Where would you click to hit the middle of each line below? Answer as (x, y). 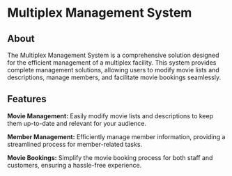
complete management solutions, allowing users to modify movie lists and (113, 70)
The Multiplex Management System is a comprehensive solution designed (113, 55)
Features (27, 99)
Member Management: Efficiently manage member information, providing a (116, 136)
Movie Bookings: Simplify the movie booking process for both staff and (110, 157)
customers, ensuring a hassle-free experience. (75, 165)
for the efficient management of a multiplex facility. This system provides (112, 63)
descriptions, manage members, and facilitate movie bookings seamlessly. (114, 77)
